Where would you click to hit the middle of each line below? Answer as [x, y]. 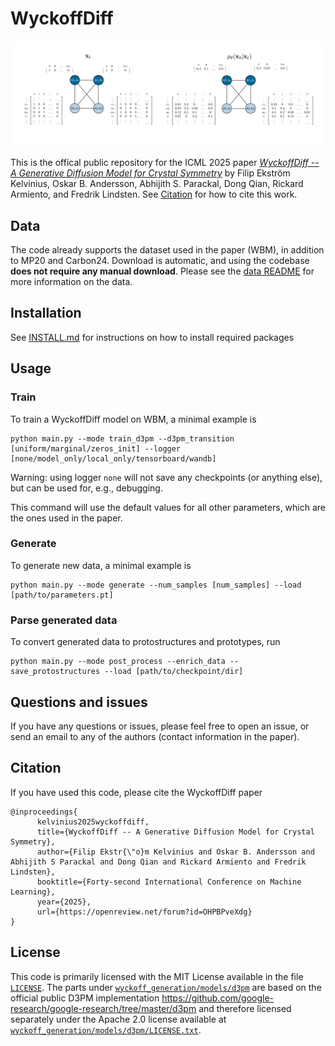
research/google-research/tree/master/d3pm [103, 1008]
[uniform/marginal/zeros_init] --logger [96, 448]
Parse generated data [64, 620]
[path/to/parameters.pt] [62, 595]
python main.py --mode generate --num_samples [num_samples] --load [156, 585]
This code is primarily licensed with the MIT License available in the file [157, 976]
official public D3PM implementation [85, 998]
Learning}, [33, 892]
